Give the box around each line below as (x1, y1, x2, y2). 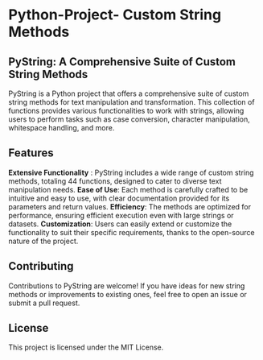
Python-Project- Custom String (8, 6, 222, 24)
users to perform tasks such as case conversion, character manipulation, (8, 114, 251, 124)
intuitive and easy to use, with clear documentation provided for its (8, 193, 230, 203)
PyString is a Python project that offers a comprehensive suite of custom (8, 89, 249, 98)
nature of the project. (8, 236, 79, 246)
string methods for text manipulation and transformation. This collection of (8, 97, 255, 106)
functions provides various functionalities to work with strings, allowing (8, 106, 245, 115)
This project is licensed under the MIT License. (8, 342, 164, 352)
